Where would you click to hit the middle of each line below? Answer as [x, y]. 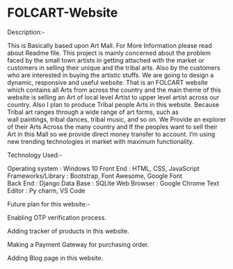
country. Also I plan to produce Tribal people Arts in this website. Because [113, 104]
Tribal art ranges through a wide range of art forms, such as [93, 112]
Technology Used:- [35, 155]
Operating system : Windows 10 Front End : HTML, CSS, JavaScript [103, 168]
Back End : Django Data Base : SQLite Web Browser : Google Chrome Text [113, 183]
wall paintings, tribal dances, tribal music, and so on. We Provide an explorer [117, 119]
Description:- [26, 32]
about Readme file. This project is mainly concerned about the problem [109, 53]
